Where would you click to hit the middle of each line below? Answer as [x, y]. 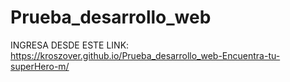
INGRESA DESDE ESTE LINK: [70, 45]
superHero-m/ [40, 66]
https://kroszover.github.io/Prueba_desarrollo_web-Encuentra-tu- [145, 55]
